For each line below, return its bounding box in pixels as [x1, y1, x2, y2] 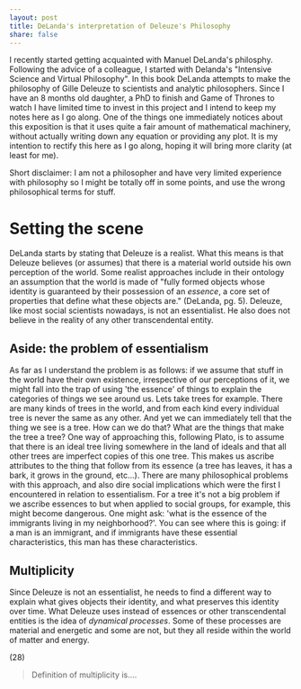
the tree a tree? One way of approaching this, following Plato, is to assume [9, 432, 285, 443]
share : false [9, 30, 58, 39]
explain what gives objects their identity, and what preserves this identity [9, 595, 279, 607]
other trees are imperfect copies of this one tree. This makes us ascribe [9, 451, 275, 461]
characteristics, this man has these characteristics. [9, 537, 198, 548]
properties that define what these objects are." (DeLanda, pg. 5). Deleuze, [9, 296, 283, 307]
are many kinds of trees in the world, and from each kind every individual [9, 403, 280, 414]
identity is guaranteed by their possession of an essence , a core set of [9, 286, 270, 297]
